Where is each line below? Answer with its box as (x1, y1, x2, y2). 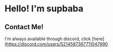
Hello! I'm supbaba (4, 3, 83, 14)
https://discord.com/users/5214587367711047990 (6, 41, 108, 47)
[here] (91, 36, 105, 42)
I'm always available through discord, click (4, 36, 91, 42)
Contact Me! (4, 23, 44, 31)
